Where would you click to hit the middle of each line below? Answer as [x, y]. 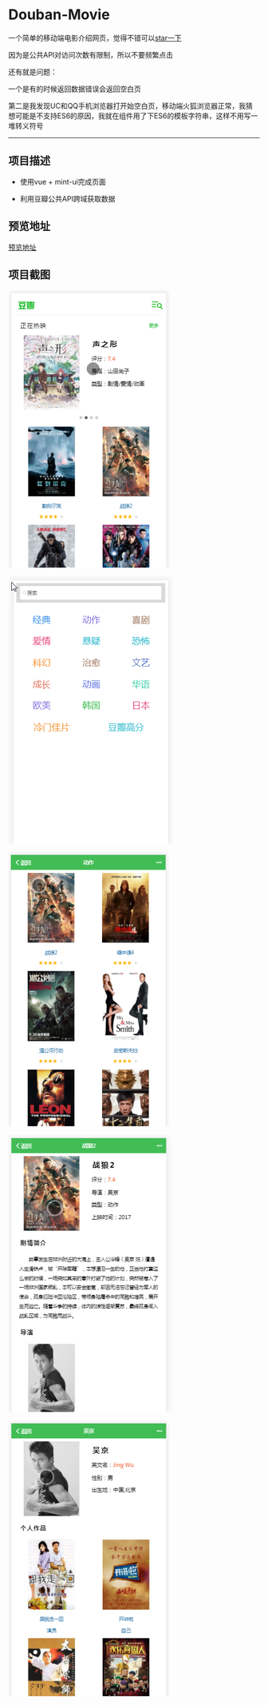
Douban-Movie [59, 15]
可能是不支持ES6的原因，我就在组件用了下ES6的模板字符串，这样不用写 [133, 116]
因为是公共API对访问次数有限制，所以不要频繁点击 [91, 54]
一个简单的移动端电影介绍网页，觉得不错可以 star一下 [95, 38]
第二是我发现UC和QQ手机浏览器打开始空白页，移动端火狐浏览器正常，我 [127, 106]
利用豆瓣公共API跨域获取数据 [67, 198]
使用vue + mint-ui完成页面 [63, 181]
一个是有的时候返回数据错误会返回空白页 [75, 89]
